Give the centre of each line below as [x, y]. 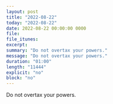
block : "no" [21, 78]
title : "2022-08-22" [32, 17]
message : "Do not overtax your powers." [57, 56]
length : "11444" [26, 67]
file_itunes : [22, 39]
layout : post [22, 12]
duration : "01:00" [29, 61]
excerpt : [17, 45]
